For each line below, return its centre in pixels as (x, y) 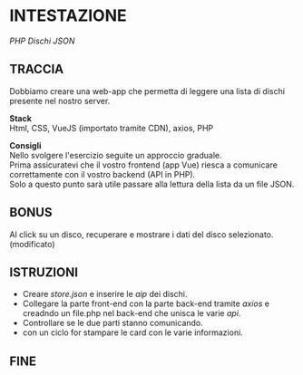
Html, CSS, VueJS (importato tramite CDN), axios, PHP (112, 128)
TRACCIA (37, 69)
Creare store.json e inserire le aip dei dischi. (105, 294)
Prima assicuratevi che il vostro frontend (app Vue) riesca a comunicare (144, 165)
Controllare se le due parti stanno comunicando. (113, 323)
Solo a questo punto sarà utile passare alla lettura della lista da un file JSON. (152, 184)
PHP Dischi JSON (42, 41)
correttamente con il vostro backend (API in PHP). (103, 174)
